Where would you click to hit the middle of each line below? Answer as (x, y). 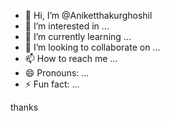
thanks (24, 107)
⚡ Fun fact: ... (52, 84)
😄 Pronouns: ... (57, 73)
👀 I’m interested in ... (67, 26)
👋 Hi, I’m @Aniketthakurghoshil (88, 15)
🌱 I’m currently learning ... (78, 36)
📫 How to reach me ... (71, 58)
